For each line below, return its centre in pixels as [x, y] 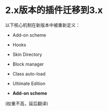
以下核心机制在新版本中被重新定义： [43, 25]
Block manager [28, 64]
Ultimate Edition [29, 83]
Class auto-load [29, 73]
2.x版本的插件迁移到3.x [54, 10]
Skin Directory [27, 54]
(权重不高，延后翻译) [27, 103]
